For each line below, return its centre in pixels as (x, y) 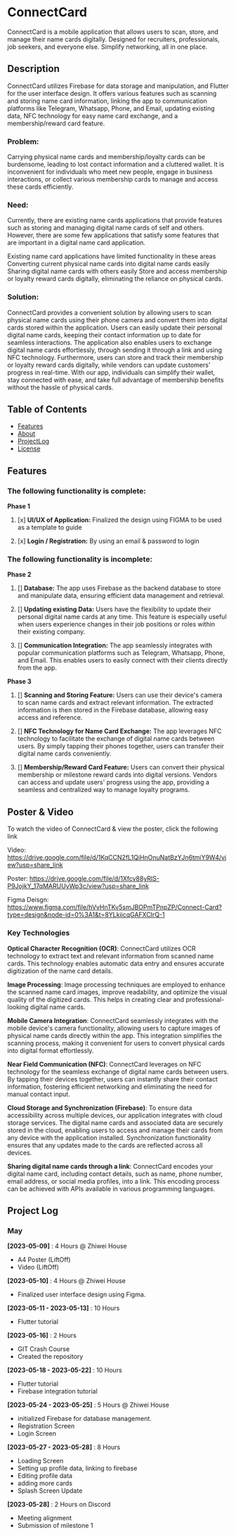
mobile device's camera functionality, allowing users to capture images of (114, 1028)
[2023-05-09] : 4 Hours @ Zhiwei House (67, 1246)
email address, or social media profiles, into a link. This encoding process (113, 1181)
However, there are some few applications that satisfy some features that (113, 235)
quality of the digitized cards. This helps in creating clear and (96, 999)
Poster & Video (40, 812)
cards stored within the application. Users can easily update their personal (115, 327)
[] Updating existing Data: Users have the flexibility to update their (114, 609)
